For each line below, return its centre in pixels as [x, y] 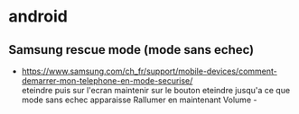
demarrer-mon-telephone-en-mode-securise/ [107, 81]
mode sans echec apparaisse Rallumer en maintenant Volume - [139, 100]
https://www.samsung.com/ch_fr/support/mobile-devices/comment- [149, 71]
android [38, 17]
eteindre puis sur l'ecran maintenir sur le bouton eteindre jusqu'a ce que [156, 90]
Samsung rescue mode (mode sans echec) [131, 50]
